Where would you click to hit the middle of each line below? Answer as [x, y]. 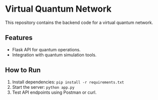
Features [19, 38]
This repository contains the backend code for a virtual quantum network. [79, 22]
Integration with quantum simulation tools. [54, 55]
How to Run [23, 70]
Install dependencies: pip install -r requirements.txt [68, 82]
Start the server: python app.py [43, 87]
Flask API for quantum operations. [46, 49]
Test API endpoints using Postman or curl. [54, 92]
